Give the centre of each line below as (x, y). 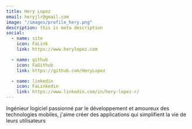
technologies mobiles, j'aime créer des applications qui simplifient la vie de (96, 114)
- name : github (30, 60)
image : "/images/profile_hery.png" (49, 22)
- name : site (27, 38)
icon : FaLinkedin (38, 87)
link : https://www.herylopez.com (57, 49)
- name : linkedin (32, 81)
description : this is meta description (55, 28)
